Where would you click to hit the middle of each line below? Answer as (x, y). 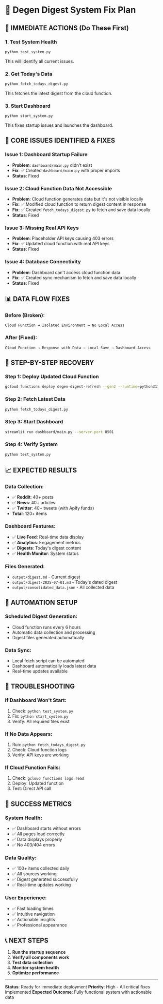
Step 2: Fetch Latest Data (35, 399)
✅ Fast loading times (33, 908)
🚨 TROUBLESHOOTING (40, 686)
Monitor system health (35, 968)
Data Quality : (21, 858)
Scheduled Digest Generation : (41, 616)
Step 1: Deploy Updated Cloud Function (52, 376)
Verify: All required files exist (41, 721)
